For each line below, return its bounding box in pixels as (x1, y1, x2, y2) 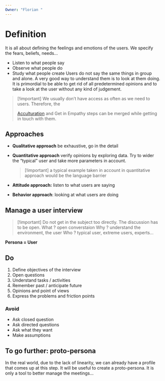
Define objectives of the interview (12, 267, 81, 272)
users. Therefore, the (17, 101, 61, 107)
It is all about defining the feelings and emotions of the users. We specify (5, 45, 154, 51)
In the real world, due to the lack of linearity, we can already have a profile (5, 360, 156, 366)
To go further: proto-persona (5, 346, 96, 355)
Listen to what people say (12, 60, 65, 66)
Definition (5, 28, 47, 40)
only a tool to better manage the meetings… (5, 370, 94, 376)
